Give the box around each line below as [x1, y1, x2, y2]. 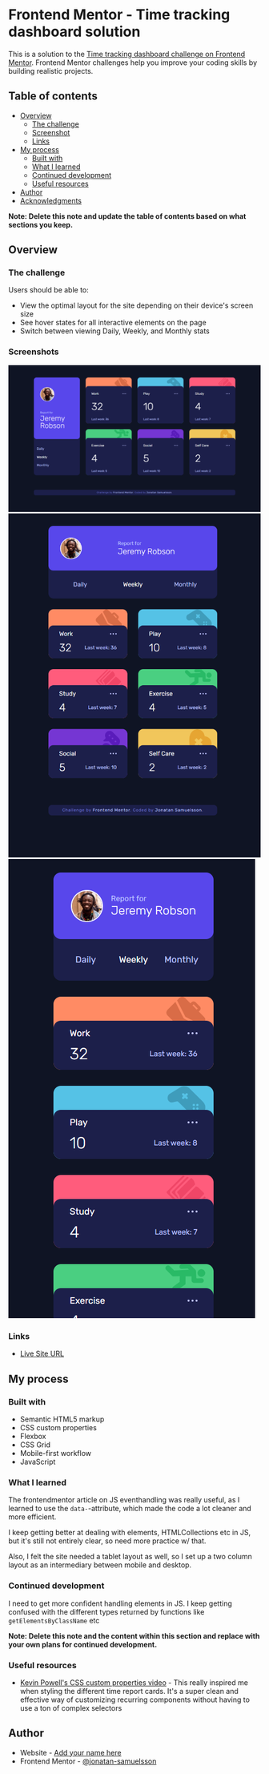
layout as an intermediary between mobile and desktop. [8, 1560, 192, 1570]
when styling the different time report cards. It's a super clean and [19, 1686, 239, 1695]
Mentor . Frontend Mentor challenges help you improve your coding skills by [8, 58, 258, 67]
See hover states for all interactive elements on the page [19, 318, 207, 328]
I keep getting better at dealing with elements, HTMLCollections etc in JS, [8, 1528, 251, 1538]
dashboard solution [8, 22, 141, 41]
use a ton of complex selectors [19, 1703, 122, 1712]
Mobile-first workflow [19, 1449, 92, 1458]
